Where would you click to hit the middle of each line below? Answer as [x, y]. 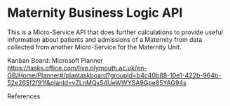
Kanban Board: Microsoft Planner [55, 60]
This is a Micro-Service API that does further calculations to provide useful [115, 32]
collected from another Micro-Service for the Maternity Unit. [94, 47]
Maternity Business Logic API [95, 13]
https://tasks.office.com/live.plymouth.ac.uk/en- [77, 68]
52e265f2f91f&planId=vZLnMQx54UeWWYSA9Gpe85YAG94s [97, 82]
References [24, 96]
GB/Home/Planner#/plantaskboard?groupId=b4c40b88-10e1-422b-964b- [114, 75]
